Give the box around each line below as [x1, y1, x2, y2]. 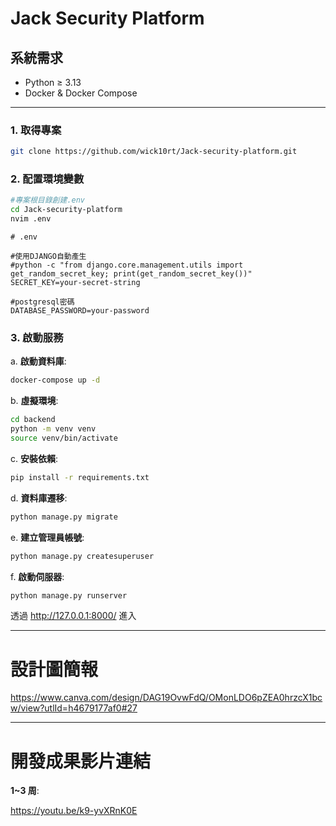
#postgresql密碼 [10, 297, 75, 307]
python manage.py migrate [10, 512, 118, 522]
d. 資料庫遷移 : [10, 492, 68, 504]
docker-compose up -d [10, 375, 101, 386]
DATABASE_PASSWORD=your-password [10, 306, 150, 316]
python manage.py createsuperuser [10, 551, 155, 561]
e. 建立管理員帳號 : [10, 531, 85, 543]
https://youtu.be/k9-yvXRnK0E [10, 805, 138, 817]
